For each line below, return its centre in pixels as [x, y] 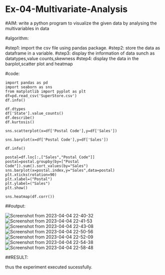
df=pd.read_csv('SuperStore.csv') [41, 96]
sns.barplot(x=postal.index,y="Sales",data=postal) [60, 170]
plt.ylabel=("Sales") [28, 183]
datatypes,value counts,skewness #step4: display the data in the [72, 58]
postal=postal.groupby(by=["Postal [42, 161]
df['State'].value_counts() [34, 113]
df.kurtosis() [20, 122]
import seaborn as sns [29, 87]
